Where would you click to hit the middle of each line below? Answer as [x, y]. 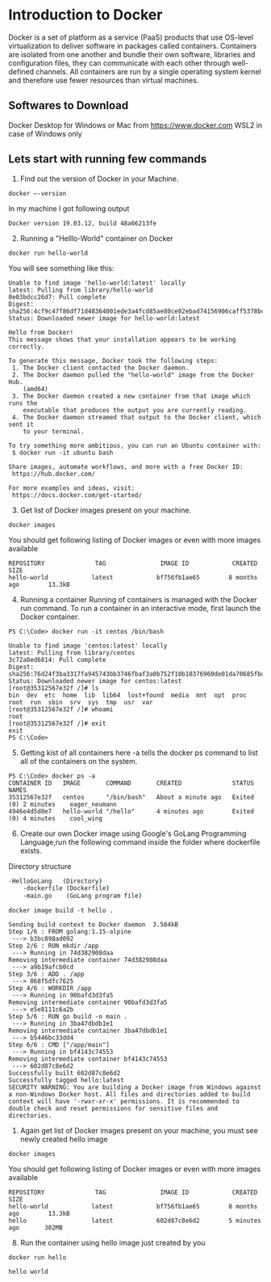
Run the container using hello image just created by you [113, 1243]
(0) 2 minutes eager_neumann [63, 804]
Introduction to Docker [85, 15]
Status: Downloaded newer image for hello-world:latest [104, 318]
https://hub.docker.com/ [53, 474]
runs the [23, 403]
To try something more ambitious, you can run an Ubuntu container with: [135, 445]
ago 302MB [35, 1228]
